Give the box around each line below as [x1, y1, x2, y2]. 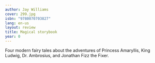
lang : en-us [5, 20, 29, 26]
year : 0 [5, 34, 21, 39]
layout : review [5, 25, 36, 30]
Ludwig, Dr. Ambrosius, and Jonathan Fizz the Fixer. [5, 52, 109, 58]
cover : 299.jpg [5, 12, 36, 16]
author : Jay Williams [5, 7, 49, 12]
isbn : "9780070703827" [5, 16, 51, 21]
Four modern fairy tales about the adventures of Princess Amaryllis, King [5, 47, 151, 53]
